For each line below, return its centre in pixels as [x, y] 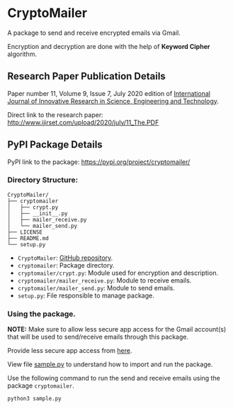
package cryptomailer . [41, 386]
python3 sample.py [34, 399]
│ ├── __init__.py [38, 213]
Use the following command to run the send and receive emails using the [114, 378]
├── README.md [28, 238]
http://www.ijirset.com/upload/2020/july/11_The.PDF [83, 122]
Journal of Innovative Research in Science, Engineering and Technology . [113, 101]
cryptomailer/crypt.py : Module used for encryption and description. [118, 273]
